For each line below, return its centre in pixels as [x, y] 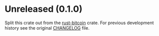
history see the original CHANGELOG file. [47, 28]
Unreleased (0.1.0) [44, 9]
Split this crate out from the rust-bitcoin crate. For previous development [79, 23]
